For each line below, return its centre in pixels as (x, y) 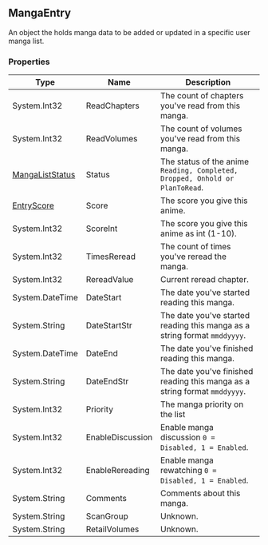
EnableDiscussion (119, 437)
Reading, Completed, (199, 171)
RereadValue (110, 280)
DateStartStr (109, 325)
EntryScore (33, 205)
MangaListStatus (44, 175)
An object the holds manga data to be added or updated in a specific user (130, 32)
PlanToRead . (182, 188)
